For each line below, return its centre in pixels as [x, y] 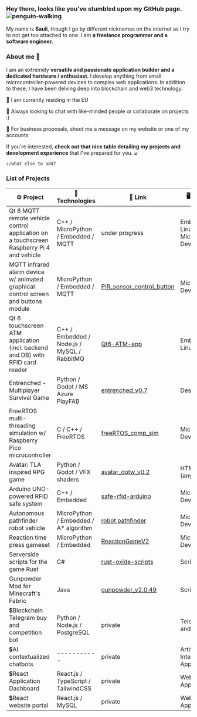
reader [18, 370]
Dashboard [24, 688]
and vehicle [25, 255]
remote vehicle [30, 218]
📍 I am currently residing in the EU [47, 99]
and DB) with [27, 355]
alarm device [27, 271]
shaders [68, 479]
